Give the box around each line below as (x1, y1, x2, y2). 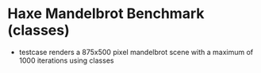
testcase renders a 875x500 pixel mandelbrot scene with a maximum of (18, 47, 254, 57)
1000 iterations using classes (18, 56, 114, 65)
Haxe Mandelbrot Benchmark (7, 5, 205, 23)
